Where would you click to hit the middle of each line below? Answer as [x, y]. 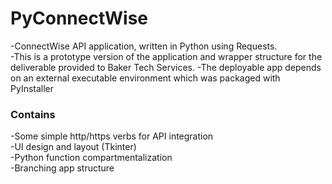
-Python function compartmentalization [91, 158]
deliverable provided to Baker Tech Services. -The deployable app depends [166, 67]
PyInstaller [32, 88]
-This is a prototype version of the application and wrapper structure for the [166, 56]
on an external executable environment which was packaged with [145, 78]
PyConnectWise [79, 18]
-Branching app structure [62, 168]
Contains [33, 114]
